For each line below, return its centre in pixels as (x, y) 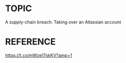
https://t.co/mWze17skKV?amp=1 (39, 55)
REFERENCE (30, 42)
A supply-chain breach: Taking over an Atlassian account (63, 22)
